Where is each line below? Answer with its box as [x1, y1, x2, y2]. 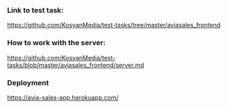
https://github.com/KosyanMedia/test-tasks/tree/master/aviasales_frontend [7, 21, 221, 29]
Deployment [7, 78, 49, 87]
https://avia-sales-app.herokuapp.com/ [7, 93, 119, 101]
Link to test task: [7, 5, 64, 15]
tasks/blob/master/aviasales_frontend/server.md [7, 61, 144, 69]
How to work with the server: [7, 38, 106, 48]
